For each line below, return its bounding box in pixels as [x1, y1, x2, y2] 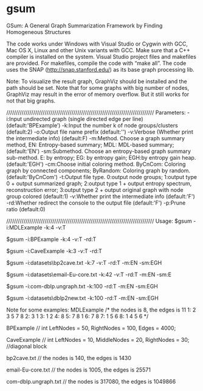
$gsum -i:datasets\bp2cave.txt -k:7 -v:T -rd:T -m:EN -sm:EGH [6, 259, 162, 266]
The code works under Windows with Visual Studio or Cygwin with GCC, [6, 40, 188, 47]
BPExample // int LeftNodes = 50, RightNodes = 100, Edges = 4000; [6, 324, 176, 331]
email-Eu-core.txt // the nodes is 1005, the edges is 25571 [6, 366, 151, 373]
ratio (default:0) [6, 205, 46, 212]
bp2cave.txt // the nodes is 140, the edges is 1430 [6, 354, 132, 361]
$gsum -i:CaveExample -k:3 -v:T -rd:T [6, 247, 102, 254]
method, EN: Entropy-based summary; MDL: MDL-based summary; [6, 141, 174, 148]
